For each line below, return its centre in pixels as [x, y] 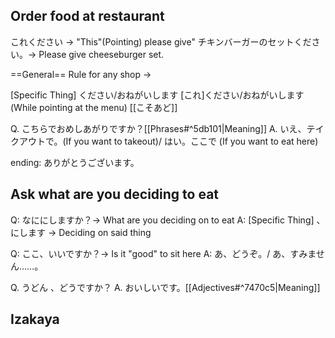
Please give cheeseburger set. [101, 54]
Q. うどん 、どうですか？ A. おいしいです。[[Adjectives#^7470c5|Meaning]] [165, 287]
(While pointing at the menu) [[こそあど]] [94, 107]
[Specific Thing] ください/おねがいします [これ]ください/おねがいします [157, 95]
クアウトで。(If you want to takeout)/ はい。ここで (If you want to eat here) [164, 141]
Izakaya [35, 319]
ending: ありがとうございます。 [75, 162]
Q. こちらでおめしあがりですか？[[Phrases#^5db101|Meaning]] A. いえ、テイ [167, 128]
